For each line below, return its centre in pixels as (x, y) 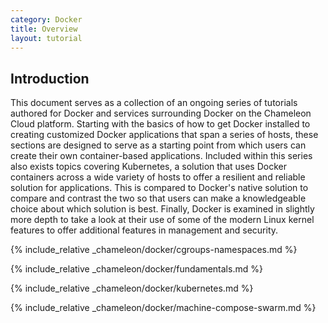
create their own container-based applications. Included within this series (161, 156)
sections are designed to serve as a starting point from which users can (158, 145)
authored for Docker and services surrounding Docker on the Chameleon (161, 113)
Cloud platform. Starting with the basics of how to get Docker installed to (160, 124)
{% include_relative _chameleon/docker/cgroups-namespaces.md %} (154, 250)
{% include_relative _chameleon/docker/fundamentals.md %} (136, 269)
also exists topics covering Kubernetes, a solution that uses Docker (148, 167)
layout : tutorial (46, 38)
